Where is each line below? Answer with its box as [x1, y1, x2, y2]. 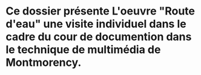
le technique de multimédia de [5, 43, 161, 57]
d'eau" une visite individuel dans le [5, 17, 186, 31]
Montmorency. [5, 56, 82, 70]
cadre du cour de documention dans [5, 30, 192, 44]
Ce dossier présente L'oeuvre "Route [5, 4, 195, 18]
